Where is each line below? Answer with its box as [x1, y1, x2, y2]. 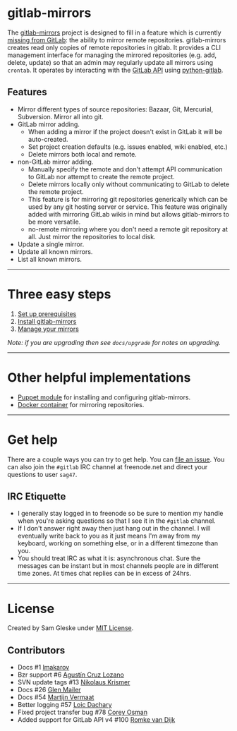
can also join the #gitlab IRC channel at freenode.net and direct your [7, 462, 208, 471]
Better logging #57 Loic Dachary [17, 701, 112, 709]
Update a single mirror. [17, 240, 85, 248]
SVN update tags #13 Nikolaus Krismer [17, 678, 130, 687]
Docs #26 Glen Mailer [17, 686, 81, 694]
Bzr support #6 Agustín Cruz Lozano [17, 670, 125, 679]
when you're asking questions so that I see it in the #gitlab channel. [17, 516, 217, 525]
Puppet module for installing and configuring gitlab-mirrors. [17, 393, 191, 401]
